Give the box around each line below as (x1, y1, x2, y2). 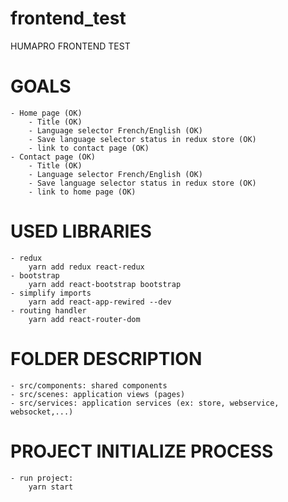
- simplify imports (10, 288, 92, 298)
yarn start (28, 482, 74, 492)
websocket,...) (10, 407, 74, 417)
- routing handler (10, 305, 87, 316)
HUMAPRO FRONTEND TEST (10, 40, 131, 52)
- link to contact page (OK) (28, 143, 150, 153)
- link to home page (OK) (28, 187, 137, 197)
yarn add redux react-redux (28, 262, 145, 272)
